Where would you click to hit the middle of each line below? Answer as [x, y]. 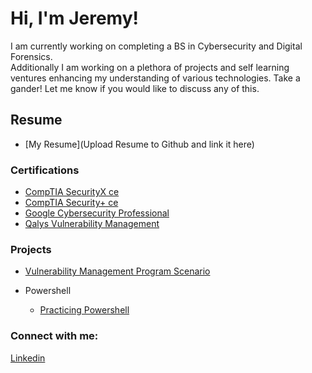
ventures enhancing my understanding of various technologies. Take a [155, 78]
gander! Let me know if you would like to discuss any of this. [135, 88]
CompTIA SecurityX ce [72, 192]
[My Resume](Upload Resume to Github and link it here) [139, 144]
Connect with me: [54, 336]
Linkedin [28, 358]
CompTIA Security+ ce [71, 203]
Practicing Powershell [84, 310]
